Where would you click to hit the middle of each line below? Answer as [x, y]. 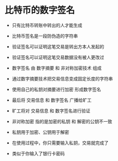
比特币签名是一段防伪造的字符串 [45, 36]
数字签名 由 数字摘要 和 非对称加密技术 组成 [57, 68]
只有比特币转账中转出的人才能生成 [47, 25]
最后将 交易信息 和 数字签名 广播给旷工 [52, 100]
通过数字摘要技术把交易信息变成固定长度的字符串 [62, 78]
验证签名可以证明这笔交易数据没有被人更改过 [58, 57]
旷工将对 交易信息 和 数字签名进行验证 [51, 111]
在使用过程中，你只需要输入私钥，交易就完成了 [60, 143]
